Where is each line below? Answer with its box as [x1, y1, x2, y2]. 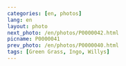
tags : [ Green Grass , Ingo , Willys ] [7, 49, 110, 56]
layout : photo [7, 23, 48, 30]
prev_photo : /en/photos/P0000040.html [7, 42, 119, 49]
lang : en [7, 16, 33, 23]
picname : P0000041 [7, 36, 60, 43]
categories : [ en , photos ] [7, 10, 82, 17]
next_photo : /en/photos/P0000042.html [7, 29, 119, 36]
